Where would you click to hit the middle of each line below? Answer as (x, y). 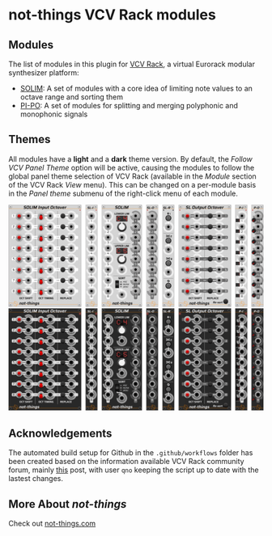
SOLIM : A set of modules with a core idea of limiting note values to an (136, 88)
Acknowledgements (60, 433)
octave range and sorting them (72, 97)
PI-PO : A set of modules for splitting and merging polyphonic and (129, 106)
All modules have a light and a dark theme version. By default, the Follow (131, 158)
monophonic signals (54, 114)
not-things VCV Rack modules (112, 15)
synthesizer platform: (44, 73)
